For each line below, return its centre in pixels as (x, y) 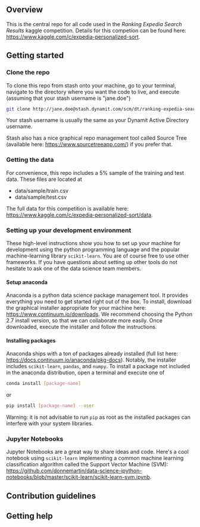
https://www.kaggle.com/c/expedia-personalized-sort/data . (79, 215)
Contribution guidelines (51, 496)
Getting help (29, 516)
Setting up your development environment (69, 230)
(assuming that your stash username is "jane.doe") (68, 98)
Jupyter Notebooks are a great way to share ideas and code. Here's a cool (98, 452)
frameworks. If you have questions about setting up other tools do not (92, 262)
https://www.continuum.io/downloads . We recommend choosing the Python (99, 314)
